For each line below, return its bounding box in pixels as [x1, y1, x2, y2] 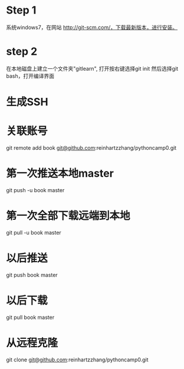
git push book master [6, 271, 58, 278]
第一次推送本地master [6, 167, 114, 180]
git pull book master [6, 314, 55, 321]
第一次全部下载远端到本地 [6, 209, 131, 223]
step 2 [6, 45, 38, 58]
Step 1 [6, 4, 37, 17]
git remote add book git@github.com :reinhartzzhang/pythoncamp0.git [6, 144, 177, 151]
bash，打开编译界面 [6, 72, 55, 80]
